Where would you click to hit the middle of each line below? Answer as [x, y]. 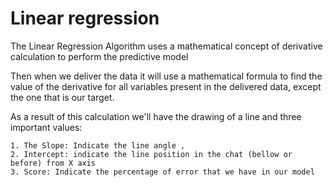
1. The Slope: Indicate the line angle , [98, 145]
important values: [46, 127]
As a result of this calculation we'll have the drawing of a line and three [156, 116]
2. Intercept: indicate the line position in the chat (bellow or [151, 154]
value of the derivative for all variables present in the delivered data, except [166, 86]
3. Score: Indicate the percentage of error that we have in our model [162, 172]
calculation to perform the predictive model [99, 56]
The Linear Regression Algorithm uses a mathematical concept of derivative [166, 46]
